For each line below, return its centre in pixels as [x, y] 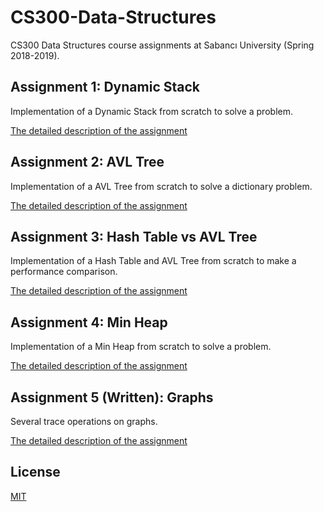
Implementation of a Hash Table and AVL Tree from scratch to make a [153, 261]
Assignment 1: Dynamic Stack [105, 87]
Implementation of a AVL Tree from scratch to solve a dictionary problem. [161, 186]
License [35, 472]
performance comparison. [64, 272]
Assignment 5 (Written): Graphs [112, 397]
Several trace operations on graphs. [84, 421]
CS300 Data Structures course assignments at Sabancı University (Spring [162, 45]
